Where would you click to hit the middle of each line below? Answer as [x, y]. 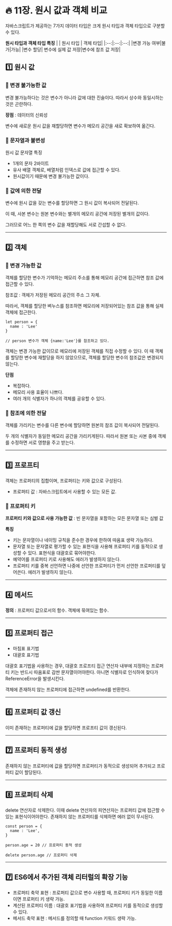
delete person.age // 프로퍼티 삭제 [41, 855]
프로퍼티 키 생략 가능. [44, 899]
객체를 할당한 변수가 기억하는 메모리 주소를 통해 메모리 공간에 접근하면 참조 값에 [84, 277]
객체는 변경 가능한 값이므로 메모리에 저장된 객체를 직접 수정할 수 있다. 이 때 [80, 351]
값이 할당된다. [28, 772]
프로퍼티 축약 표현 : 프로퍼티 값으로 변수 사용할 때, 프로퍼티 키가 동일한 [83, 893]
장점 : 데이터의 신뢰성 [26, 115]
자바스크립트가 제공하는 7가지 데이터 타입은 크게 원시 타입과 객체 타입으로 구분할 [85, 26]
